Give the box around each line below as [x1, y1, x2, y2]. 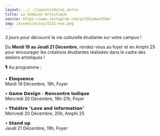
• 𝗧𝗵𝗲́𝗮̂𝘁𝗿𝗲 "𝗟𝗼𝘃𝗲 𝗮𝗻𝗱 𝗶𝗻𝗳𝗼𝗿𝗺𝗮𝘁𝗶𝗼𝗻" [5, 105, 85, 111]
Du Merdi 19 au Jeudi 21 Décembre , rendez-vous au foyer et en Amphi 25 [5, 44, 155, 50]
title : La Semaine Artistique [5, 12, 67, 17]
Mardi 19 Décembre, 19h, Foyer [5, 81, 68, 87]
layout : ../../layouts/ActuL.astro [5, 7, 78, 12]
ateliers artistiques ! [5, 55, 45, 61]
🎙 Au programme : [5, 65, 42, 70]
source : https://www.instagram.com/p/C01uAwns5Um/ [5, 16, 111, 21]
